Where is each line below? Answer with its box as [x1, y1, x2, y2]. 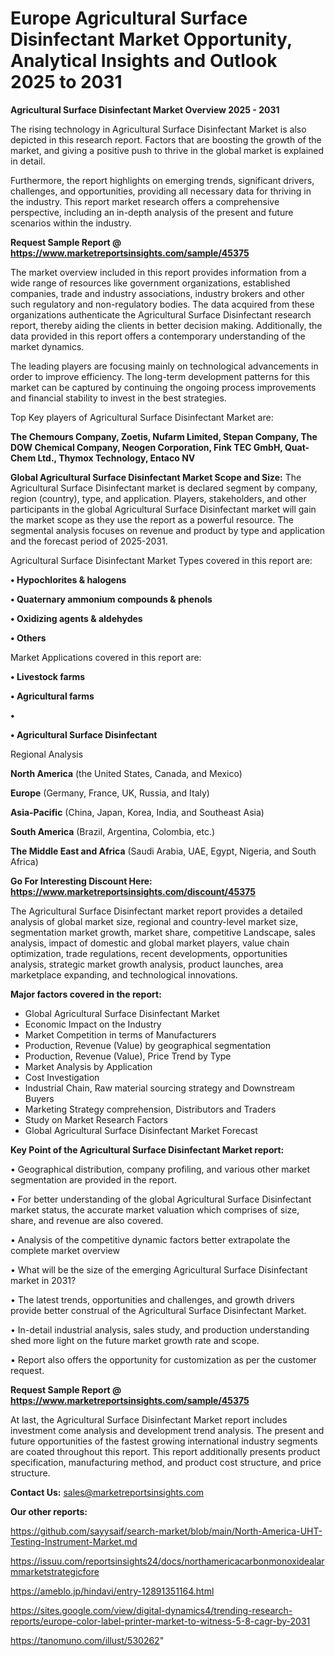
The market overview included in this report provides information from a [10, 266, 307, 278]
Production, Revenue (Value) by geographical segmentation [24, 1039, 272, 1051]
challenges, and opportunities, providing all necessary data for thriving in [10, 185, 312, 197]
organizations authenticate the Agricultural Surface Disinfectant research [10, 308, 312, 321]
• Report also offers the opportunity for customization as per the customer [10, 1353, 317, 1366]
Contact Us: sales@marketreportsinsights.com [10, 1486, 205, 1498]
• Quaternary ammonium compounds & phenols [10, 593, 213, 605]
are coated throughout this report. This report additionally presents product [10, 1445, 321, 1457]
